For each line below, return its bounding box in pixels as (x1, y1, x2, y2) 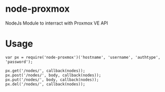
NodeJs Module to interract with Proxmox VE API (5, 20, 108, 26)
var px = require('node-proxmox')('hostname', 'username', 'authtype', (5, 55, 160, 60)
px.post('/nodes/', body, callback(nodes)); (5, 73, 101, 78)
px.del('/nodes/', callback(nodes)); (5, 81, 86, 87)
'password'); (5, 59, 33, 64)
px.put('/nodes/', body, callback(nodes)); (5, 77, 99, 82)
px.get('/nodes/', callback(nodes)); (5, 68, 86, 73)
